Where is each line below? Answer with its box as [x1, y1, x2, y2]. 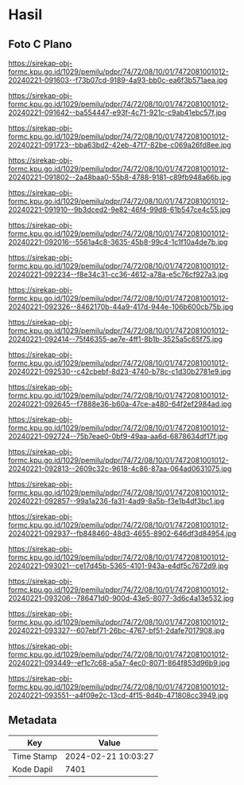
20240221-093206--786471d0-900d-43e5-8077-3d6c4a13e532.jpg [8, 594, 234, 602]
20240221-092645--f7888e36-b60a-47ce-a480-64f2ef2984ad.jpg [8, 399, 232, 408]
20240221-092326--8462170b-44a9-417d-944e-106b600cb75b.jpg [8, 302, 234, 312]
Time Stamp [12, 751, 58, 762]
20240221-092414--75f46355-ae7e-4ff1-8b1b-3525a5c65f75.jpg [8, 335, 223, 343]
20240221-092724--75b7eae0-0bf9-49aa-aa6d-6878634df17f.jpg [8, 432, 228, 441]
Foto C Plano [8, 37, 72, 51]
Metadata [8, 713, 57, 727]
